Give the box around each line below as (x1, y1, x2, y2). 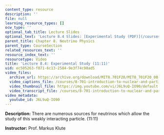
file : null (5, 16, 27, 21)
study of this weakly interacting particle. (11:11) (5, 116, 99, 122)
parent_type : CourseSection (5, 43, 62, 48)
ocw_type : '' (5, 25, 32, 30)
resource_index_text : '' (5, 52, 56, 57)
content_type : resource (5, 7, 54, 12)
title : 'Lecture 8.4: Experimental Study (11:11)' (5, 61, 110, 66)
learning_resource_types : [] (5, 20, 64, 26)
